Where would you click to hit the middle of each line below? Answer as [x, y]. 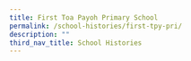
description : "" [39, 34]
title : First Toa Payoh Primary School [84, 17]
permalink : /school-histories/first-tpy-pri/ [95, 26]
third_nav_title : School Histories [76, 43]
